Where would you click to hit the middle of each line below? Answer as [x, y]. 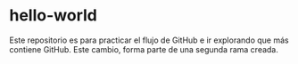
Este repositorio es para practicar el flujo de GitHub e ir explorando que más [149, 40]
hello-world [54, 16]
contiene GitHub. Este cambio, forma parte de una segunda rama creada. [144, 49]
